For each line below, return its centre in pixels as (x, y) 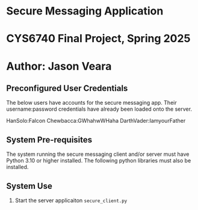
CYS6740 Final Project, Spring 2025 (98, 39)
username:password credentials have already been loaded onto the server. (99, 109)
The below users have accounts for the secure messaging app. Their (91, 103)
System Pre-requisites (49, 140)
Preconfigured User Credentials (67, 88)
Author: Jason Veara (59, 66)
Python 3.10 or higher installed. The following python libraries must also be (99, 161)
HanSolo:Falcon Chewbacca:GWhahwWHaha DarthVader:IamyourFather (96, 121)
